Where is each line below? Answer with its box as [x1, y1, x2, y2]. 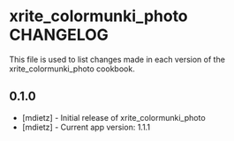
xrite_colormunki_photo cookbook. [9, 63, 135, 74]
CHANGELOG [9, 25, 109, 45]
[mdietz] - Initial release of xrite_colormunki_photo [21, 112, 206, 122]
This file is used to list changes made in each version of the [9, 54, 225, 64]
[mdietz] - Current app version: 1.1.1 [21, 122, 151, 132]
